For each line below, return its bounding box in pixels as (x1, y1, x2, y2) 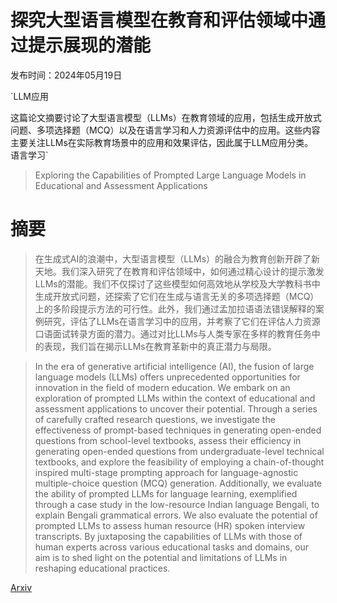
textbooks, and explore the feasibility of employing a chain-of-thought (34, 456, 325, 468)
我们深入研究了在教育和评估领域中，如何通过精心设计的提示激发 (61, 265, 325, 277)
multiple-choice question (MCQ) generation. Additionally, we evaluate (34, 477, 323, 489)
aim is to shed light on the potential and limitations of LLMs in (34, 551, 288, 563)
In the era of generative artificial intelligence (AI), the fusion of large (34, 360, 315, 372)
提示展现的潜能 (28, 34, 152, 57)
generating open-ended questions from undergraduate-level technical (34, 445, 325, 457)
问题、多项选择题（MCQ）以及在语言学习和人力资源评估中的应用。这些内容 (10, 124, 321, 136)
